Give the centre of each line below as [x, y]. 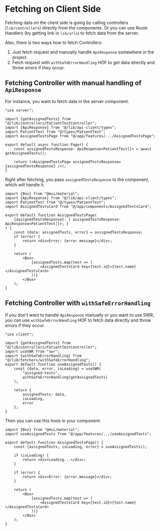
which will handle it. [25, 184]
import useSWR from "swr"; [32, 352]
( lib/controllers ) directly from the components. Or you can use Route [76, 27]
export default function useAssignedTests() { [53, 364]
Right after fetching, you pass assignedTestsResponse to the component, [77, 179]
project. [20, 57]
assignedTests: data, [45, 394]
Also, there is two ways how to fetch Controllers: [54, 42]
